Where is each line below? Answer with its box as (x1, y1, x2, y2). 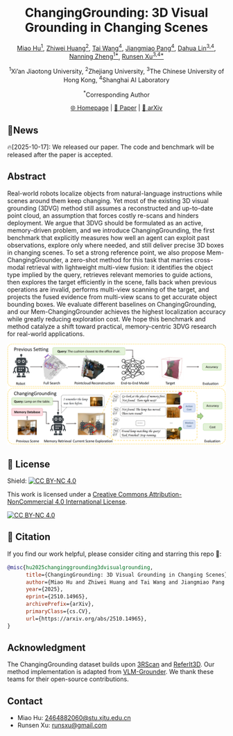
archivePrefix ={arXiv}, (25, 600, 95, 608)
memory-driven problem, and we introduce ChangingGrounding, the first (7, 226, 215, 234)
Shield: (7, 477, 27, 485)
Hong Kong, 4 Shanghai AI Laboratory (63, 74, 170, 84)
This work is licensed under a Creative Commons (7, 490, 148, 498)
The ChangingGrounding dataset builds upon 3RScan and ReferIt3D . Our (7, 660, 215, 669)
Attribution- (148, 490, 182, 498)
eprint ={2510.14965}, (25, 593, 89, 600)
